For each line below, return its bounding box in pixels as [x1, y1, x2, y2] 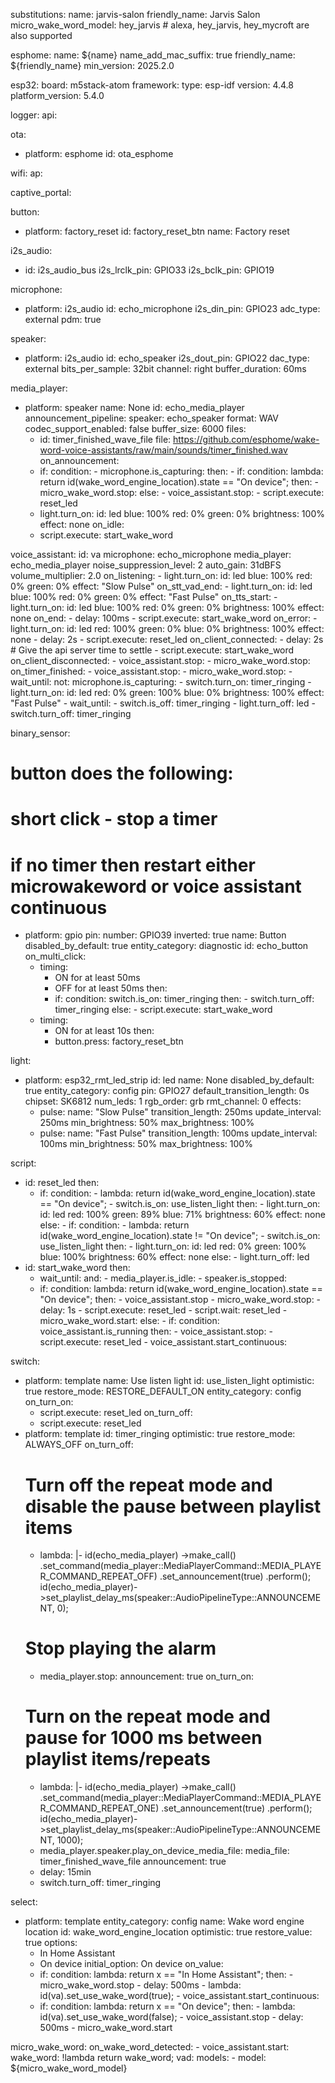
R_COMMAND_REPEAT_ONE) [39, 1802, 160, 1814]
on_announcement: [39, 455, 120, 466]
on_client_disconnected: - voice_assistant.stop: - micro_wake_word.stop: [10, 655, 311, 666]
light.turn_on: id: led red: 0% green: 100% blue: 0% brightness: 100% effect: [10, 687, 325, 698]
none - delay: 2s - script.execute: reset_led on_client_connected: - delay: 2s [10, 634, 324, 645]
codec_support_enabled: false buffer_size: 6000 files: [24, 423, 247, 434]
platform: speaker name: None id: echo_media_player [24, 402, 245, 413]
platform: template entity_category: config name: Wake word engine [24, 1915, 305, 1928]
